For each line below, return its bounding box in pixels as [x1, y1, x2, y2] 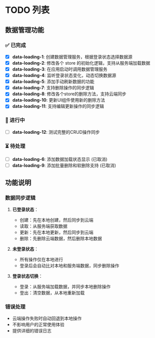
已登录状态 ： [12, 206, 39, 212]
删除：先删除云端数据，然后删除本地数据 [19, 235, 102, 241]
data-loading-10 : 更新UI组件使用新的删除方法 [12, 97, 105, 103]
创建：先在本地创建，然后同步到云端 [19, 217, 94, 223]
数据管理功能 [5, 26, 44, 34]
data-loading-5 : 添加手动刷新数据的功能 [12, 78, 95, 84]
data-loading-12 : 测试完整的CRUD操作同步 [12, 129, 100, 135]
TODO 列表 [5, 4, 50, 16]
